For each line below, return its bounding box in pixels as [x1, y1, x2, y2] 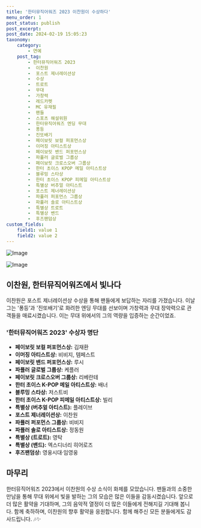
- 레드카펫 [28, 98, 53, 104]
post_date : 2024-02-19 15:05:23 [6, 31, 87, 37]
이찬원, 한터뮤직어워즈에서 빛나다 [6, 280, 122, 290]
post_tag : [17, 54, 42, 60]
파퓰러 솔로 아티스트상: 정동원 [14, 426, 84, 433]
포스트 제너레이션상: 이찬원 [14, 411, 78, 418]
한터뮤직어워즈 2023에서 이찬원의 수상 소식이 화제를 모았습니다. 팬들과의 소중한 [6, 485, 193, 492]
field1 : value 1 [17, 227, 58, 233]
